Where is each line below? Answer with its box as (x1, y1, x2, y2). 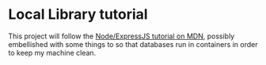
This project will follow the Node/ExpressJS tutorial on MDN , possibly (8, 31, 235, 41)
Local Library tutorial (8, 5, 148, 23)
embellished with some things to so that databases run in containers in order (8, 39, 259, 49)
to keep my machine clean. (8, 48, 97, 57)
